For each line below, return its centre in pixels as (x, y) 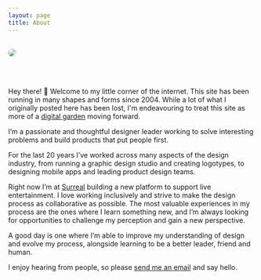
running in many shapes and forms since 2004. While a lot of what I (117, 100)
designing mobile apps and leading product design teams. (102, 171)
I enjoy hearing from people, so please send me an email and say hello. (123, 267)
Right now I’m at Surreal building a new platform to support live (110, 187)
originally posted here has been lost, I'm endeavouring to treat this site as (127, 107)
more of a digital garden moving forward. (74, 116)
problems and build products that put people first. (88, 140)
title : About (29, 23)
